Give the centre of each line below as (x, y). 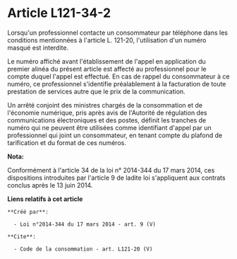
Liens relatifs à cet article (45, 199)
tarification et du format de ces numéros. (67, 142)
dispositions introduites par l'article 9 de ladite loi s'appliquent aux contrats (116, 178)
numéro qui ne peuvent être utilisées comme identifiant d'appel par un (109, 127)
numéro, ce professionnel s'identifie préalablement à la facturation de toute (117, 84)
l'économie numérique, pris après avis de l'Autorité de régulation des (107, 113)
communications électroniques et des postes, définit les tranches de (107, 120)
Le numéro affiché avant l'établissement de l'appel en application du (107, 61)
